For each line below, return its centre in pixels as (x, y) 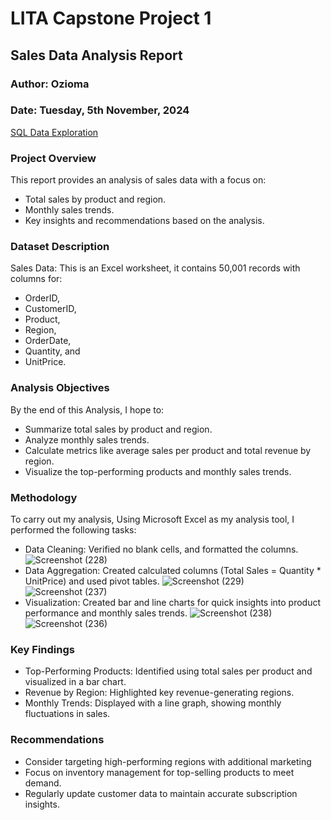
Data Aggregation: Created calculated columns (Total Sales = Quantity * (173, 570)
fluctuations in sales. (67, 714)
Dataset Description (60, 247)
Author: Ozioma (50, 84)
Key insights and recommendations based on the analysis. (144, 221)
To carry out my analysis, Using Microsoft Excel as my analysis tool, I (152, 519)
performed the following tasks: (73, 529)
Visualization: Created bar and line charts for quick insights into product (173, 602)
